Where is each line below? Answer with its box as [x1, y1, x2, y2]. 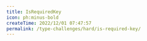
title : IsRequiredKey [6, 8, 62, 15]
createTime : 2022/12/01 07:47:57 [6, 20, 92, 26]
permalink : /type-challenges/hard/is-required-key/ [6, 25, 141, 32]
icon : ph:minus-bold [6, 14, 59, 20]
